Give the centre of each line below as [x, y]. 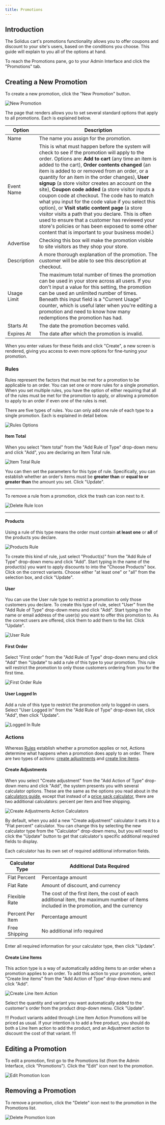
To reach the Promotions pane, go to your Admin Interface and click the [77, 61]
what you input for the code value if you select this [97, 202]
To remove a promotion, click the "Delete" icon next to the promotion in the [81, 1102]
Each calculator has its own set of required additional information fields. [78, 851]
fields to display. [22, 842]
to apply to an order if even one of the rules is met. [56, 400]
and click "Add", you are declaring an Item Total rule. [58, 452]
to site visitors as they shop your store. [84, 247]
